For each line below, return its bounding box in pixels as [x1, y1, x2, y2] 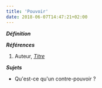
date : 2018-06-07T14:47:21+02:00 [6, 14, 88, 20]
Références [6, 41, 35, 48]
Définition [6, 30, 31, 37]
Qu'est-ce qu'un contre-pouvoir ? [14, 75, 96, 82]
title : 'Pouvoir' [6, 8, 49, 15]
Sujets [6, 64, 22, 71]
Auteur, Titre [14, 52, 45, 59]
